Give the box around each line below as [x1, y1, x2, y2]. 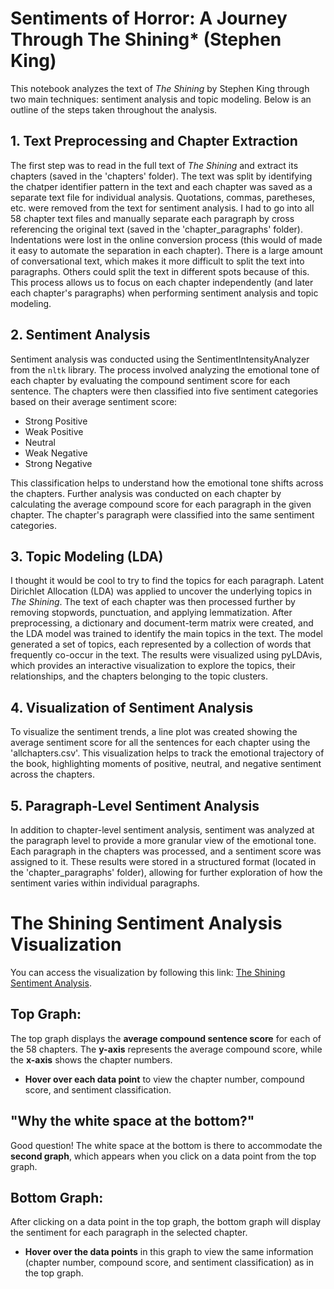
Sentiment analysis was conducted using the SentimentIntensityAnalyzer [10, 353, 310, 365]
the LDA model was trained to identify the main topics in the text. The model [10, 628, 323, 640]
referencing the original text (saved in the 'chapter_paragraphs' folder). [10, 223, 304, 235]
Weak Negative [24, 447, 88, 459]
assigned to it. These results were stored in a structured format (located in [10, 856, 317, 867]
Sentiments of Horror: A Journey [10, 7, 288, 30]
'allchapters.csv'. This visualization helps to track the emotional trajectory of [10, 747, 325, 759]
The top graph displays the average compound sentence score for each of [10, 1032, 322, 1044]
